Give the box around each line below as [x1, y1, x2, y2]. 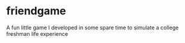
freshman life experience [6, 30, 68, 37]
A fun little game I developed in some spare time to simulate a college [6, 24, 179, 31]
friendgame [6, 4, 66, 18]
